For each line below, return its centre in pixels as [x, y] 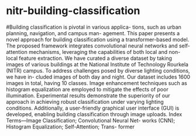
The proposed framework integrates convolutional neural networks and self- [98, 46]
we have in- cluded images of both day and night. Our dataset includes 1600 [98, 77]
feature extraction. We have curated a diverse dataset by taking [96, 58]
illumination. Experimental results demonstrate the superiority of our [88, 96]
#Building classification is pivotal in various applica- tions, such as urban [94, 27]
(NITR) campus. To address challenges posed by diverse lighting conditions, [98, 70]
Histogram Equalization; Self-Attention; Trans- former [70, 127]
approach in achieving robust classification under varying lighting [85, 101]
